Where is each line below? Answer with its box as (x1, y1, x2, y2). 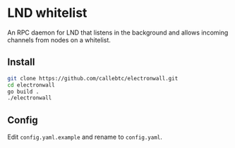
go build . (7, 88, 40, 95)
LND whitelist (7, 5, 88, 21)
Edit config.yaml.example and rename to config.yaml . (7, 132, 162, 142)
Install (7, 56, 35, 68)
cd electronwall (7, 81, 55, 89)
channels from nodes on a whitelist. (7, 35, 112, 44)
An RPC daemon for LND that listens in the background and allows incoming (7, 28, 229, 37)
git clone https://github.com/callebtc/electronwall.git (7, 75, 179, 82)
